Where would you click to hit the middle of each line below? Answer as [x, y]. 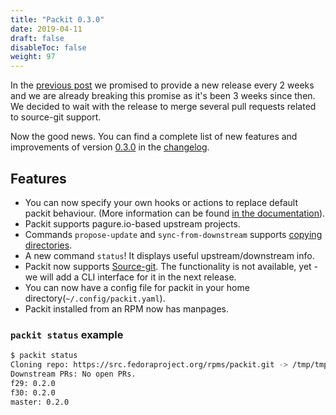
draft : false [37, 38]
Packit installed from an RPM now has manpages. [127, 308]
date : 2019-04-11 [46, 29]
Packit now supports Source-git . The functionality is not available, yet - [171, 266]
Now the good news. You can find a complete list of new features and [154, 137]
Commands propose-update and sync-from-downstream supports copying [173, 234]
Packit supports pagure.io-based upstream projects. [132, 223]
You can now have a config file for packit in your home [137, 287]
